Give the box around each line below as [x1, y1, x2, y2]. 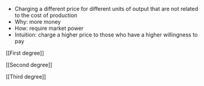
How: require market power [14, 24, 84, 32]
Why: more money [14, 18, 61, 25]
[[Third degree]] [5, 73, 46, 80]
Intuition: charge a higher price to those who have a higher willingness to [14, 31, 198, 38]
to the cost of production [14, 12, 78, 19]
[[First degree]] [5, 49, 44, 57]
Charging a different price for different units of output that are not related [14, 5, 199, 12]
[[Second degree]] [5, 61, 53, 68]
